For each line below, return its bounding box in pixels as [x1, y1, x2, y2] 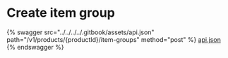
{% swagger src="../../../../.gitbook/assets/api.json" [6, 28, 155, 36]
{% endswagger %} [6, 43, 64, 51]
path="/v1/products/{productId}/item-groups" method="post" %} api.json [6, 35, 222, 43]
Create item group [6, 5, 116, 21]
